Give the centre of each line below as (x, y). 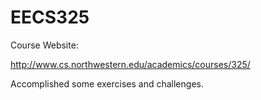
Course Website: (44, 45)
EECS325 (50, 17)
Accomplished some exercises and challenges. (107, 83)
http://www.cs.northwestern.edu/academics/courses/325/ (130, 64)
